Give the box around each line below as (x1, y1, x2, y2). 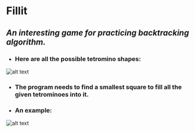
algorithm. (6, 37, 46, 47)
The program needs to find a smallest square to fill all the (14, 83, 182, 91)
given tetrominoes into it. (14, 90, 89, 98)
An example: (14, 106, 52, 114)
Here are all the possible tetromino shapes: (14, 54, 141, 63)
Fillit (6, 4, 28, 18)
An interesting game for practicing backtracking (6, 28, 190, 38)
